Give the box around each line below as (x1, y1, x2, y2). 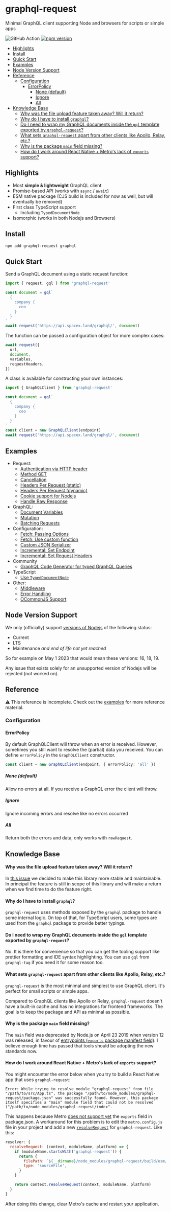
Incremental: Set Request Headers (20, 553, 93, 559)
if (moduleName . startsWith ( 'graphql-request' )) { (14, 1149, 122, 1154)
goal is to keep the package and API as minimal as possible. (5, 1009, 131, 1015)
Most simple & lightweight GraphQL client (12, 182, 102, 188)
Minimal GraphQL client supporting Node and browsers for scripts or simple (5, 20, 164, 26)
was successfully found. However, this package (55, 1095, 158, 1101)
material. (5, 704, 24, 711)
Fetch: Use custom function (20, 536, 79, 542)
